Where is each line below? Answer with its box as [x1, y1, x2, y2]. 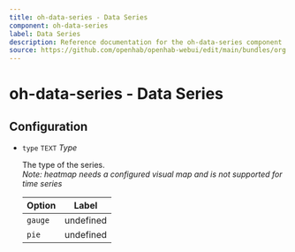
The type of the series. [21, 160, 106, 171]
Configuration [9, 118, 88, 134]
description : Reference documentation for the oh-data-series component [9, 37, 283, 47]
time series [21, 179, 63, 189]
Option [26, 200, 57, 212]
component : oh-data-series [9, 21, 109, 30]
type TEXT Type [21, 142, 78, 153]
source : [9, 46, 38, 55]
